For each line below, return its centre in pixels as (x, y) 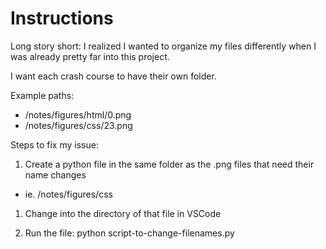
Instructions (62, 18)
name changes (55, 174)
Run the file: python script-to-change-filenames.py (129, 233)
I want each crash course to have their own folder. (113, 76)
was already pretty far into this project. (90, 56)
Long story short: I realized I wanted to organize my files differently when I (163, 46)
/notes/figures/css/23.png (78, 125)
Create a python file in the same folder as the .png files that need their (169, 164)
